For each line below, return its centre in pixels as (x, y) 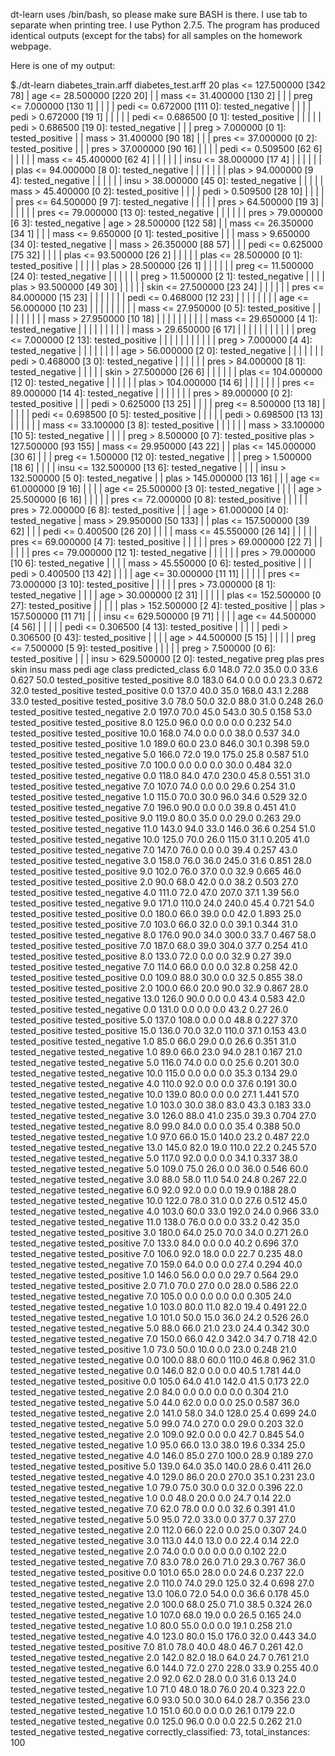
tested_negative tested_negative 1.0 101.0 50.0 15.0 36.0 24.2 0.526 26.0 (159, 1317)
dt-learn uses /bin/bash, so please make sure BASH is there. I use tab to (159, 14)
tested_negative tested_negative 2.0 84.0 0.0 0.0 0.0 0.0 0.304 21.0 (149, 1392)
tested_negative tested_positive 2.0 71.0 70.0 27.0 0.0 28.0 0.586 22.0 (154, 1285)
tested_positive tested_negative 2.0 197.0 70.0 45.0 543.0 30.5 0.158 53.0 (161, 712)
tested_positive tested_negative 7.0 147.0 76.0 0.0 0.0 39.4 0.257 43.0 (154, 850)
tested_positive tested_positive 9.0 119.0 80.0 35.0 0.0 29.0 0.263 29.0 (156, 818)
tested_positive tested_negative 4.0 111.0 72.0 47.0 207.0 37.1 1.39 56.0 (155, 892)
